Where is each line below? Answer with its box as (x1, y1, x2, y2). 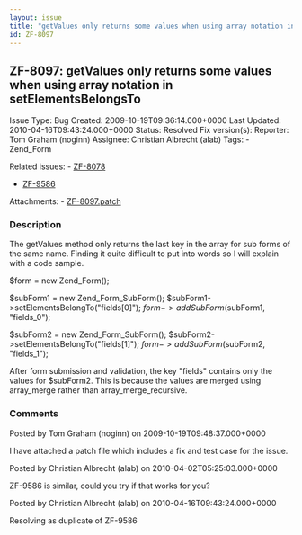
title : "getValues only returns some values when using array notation (9, 22, 283, 31)
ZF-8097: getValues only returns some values (9, 63, 272, 78)
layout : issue (9, 13, 63, 22)
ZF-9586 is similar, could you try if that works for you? (9, 480, 210, 491)
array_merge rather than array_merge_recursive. (9, 385, 188, 396)
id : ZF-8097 (9, 30, 54, 39)
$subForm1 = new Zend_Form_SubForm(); (9, 293, 164, 304)
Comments (9, 407, 58, 420)
